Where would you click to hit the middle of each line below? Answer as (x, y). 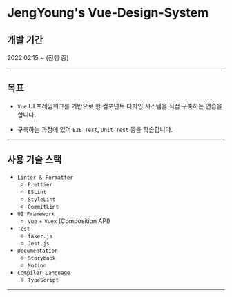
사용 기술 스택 (35, 160)
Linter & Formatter (45, 178)
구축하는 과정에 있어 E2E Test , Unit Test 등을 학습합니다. (95, 129)
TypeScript (43, 280)
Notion (37, 265)
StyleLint (42, 199)
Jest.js (38, 243)
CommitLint (43, 207)
